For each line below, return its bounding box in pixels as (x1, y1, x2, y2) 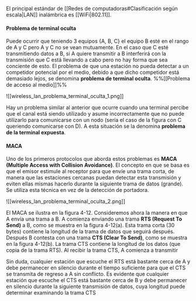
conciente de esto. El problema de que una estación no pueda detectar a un (6, 63, 189, 70)
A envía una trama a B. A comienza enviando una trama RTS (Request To (6, 215, 183, 222)
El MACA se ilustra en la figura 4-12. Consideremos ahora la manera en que (6, 209, 188, 217)
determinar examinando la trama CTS (6, 289, 97, 296)
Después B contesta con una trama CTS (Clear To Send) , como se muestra (6, 234, 188, 241)
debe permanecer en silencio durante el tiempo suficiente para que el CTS (6, 264, 186, 272)
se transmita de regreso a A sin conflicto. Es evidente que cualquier (6, 270, 169, 278)
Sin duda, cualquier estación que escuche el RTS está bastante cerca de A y (6, 258, 191, 265)
